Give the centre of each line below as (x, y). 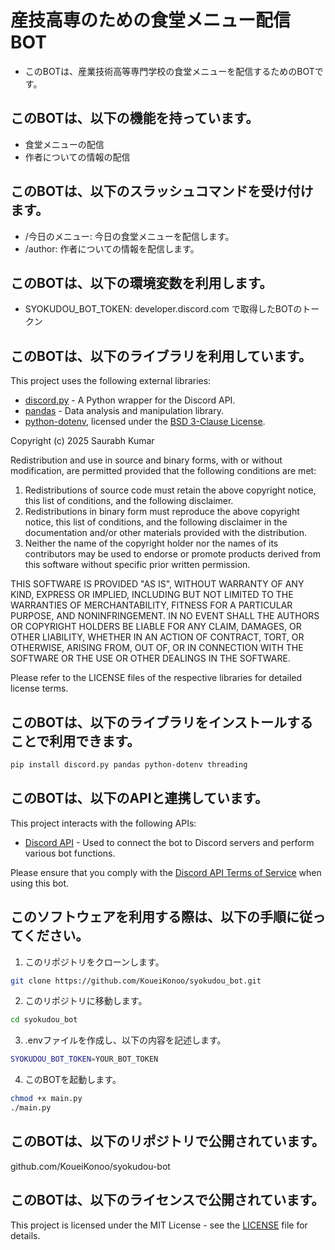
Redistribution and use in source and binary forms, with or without (146, 460)
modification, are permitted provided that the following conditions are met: (163, 471)
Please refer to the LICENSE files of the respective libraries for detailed (156, 678)
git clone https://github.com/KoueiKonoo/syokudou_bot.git (136, 981)
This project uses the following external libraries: (111, 381)
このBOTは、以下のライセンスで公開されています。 (167, 1200)
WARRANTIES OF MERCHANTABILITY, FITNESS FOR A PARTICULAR (151, 605)
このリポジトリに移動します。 (86, 1001)
